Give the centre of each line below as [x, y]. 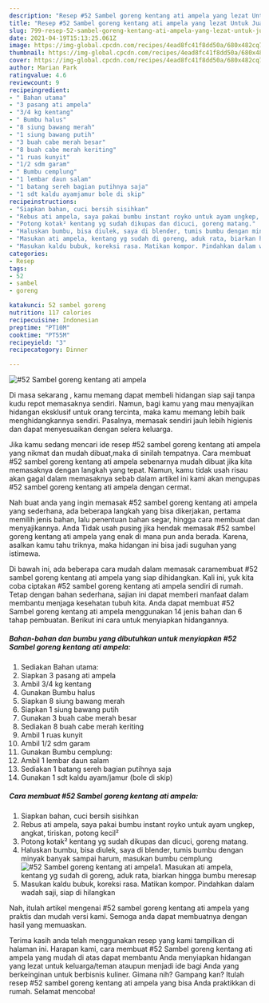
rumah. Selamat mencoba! [52, 992]
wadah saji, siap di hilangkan [68, 893]
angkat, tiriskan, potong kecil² [69, 833]
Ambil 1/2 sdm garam [55, 744]
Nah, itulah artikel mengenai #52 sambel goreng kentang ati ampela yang [129, 908]
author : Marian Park [44, 68]
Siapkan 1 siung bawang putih [69, 709]
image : [20, 46]
